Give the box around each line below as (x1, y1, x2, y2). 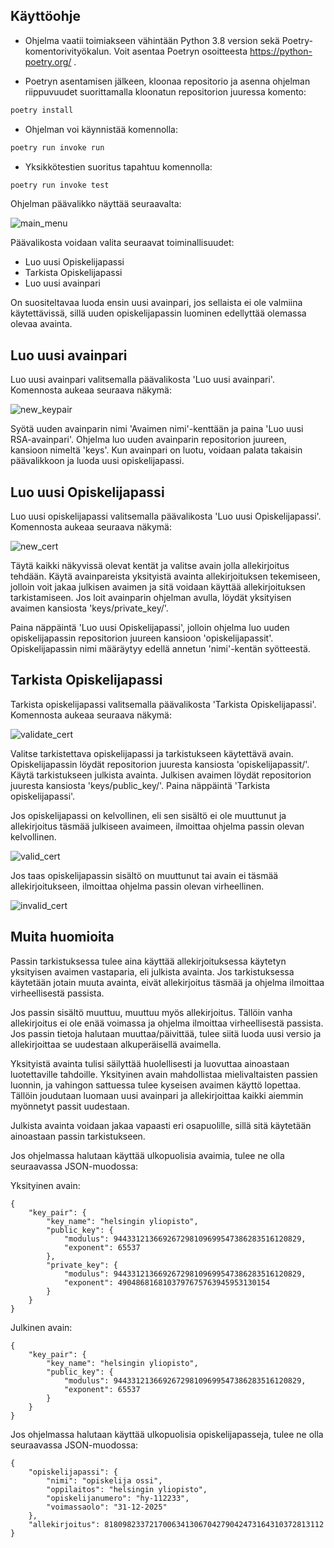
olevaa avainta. (10, 318, 73, 330)
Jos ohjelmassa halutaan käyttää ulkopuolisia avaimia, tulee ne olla (10, 1149, 285, 1161)
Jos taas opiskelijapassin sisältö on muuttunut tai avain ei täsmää (10, 869, 279, 881)
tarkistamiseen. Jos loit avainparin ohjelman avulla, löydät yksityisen (10, 592, 292, 604)
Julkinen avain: (10, 1321, 73, 1333)
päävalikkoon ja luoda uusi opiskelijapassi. (10, 455, 185, 467)
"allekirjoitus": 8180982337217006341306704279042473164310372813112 (28, 1519, 325, 1529)
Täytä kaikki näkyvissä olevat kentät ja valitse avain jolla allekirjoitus (10, 560, 290, 572)
